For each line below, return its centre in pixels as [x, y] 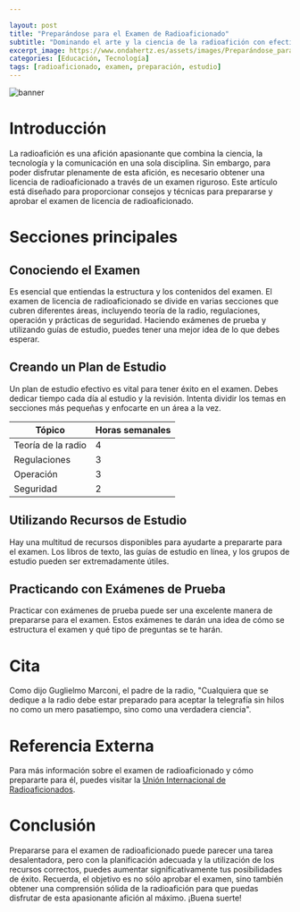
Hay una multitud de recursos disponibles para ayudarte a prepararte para [146, 541]
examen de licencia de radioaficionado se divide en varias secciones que [144, 301]
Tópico [50, 430]
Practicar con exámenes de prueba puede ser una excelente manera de [141, 610]
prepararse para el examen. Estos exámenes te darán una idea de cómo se [147, 620]
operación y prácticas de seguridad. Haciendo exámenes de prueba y [137, 320]
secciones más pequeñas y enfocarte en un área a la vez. [115, 407]
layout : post [33, 25]
